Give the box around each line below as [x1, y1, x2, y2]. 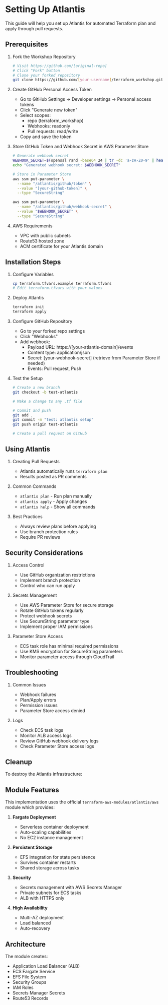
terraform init [12, 304, 45, 309]
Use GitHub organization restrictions [20, 572, 95, 578]
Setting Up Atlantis [5, 4, 85, 15]
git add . [12, 412, 34, 418]
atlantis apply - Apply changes [20, 498, 87, 505]
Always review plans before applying [20, 523, 96, 529]
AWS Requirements [12, 223, 53, 229]
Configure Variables [12, 271, 54, 277]
